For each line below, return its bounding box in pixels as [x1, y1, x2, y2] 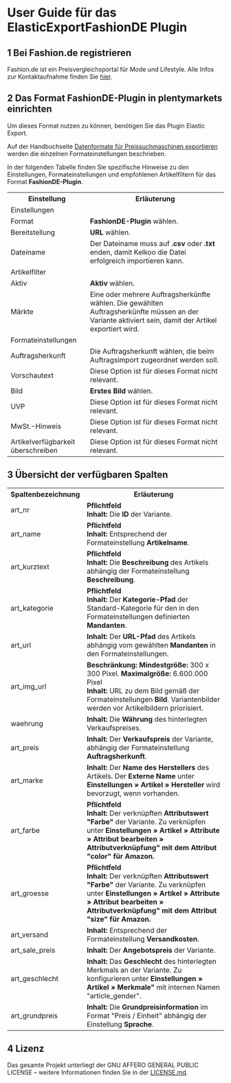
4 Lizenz [7, 1043, 45, 1055]
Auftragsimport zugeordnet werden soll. [89, 355, 219, 365]
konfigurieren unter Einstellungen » [87, 973, 203, 983]
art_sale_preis [10, 945, 56, 955]
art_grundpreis [10, 1011, 58, 1020]
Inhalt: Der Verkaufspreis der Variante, [87, 734, 214, 744]
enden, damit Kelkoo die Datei [89, 247, 187, 256]
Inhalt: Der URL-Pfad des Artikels [87, 631, 196, 641]
